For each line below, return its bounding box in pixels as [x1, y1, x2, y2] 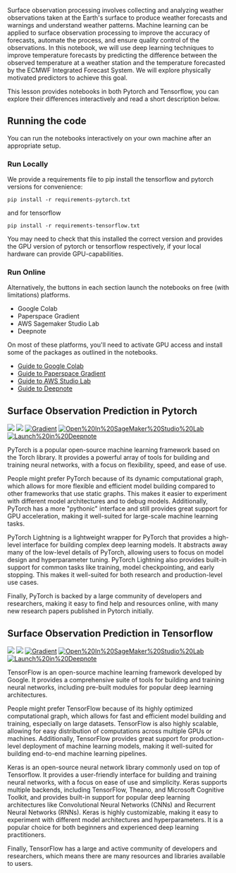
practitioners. [7, 831, 46, 839]
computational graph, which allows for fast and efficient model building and [7, 712, 227, 720]
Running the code [7, 115, 87, 127]
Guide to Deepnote [17, 384, 73, 393]
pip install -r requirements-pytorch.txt [7, 196, 131, 203]
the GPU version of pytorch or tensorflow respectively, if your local [7, 242, 201, 251]
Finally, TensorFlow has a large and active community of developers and [7, 844, 218, 853]
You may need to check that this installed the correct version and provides [7, 234, 223, 243]
